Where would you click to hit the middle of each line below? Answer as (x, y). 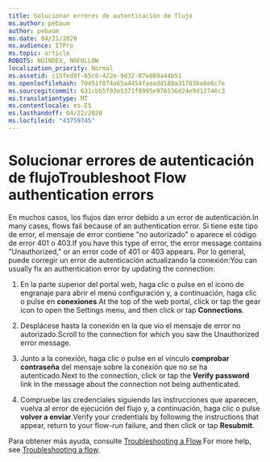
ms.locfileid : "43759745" (52, 121)
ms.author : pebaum (39, 23)
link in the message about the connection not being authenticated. (130, 384)
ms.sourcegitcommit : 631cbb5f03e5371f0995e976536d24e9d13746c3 (117, 91)
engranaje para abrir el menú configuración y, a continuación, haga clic (138, 293)
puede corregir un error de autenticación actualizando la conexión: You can (133, 260)
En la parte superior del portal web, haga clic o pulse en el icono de (132, 284)
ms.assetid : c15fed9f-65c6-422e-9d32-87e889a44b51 (95, 76)
